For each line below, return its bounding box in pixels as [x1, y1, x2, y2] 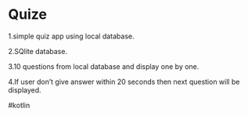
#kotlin [8, 100, 31, 110]
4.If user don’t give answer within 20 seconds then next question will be [8, 77, 240, 86]
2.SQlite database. [8, 46, 68, 56]
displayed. [8, 85, 41, 95]
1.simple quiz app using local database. [8, 31, 135, 41]
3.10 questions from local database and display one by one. [8, 61, 199, 71]
